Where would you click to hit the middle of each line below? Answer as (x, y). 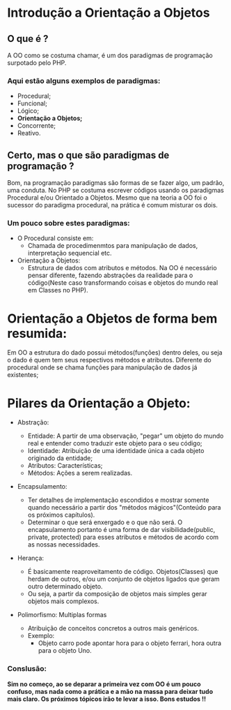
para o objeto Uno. (65, 651)
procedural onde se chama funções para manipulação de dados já (102, 367)
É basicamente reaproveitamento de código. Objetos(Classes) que (123, 572)
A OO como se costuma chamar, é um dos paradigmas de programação (110, 55)
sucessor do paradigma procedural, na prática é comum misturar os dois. (112, 205)
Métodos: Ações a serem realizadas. (80, 473)
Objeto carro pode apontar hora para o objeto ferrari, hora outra (129, 643)
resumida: (37, 333)
